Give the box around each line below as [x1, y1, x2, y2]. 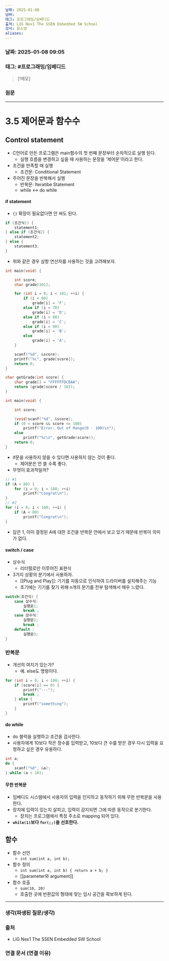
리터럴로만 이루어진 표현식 [20, 565, 72, 571]
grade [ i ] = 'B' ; [32, 329, 66, 334]
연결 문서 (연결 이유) [5, 949, 51, 956]
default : [14, 627, 35, 632]
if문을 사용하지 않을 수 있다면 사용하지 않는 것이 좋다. [12, 454, 116, 460]
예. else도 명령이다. [20, 668, 58, 674]
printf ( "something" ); [23, 701, 69, 706]
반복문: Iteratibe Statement [20, 181, 74, 187]
